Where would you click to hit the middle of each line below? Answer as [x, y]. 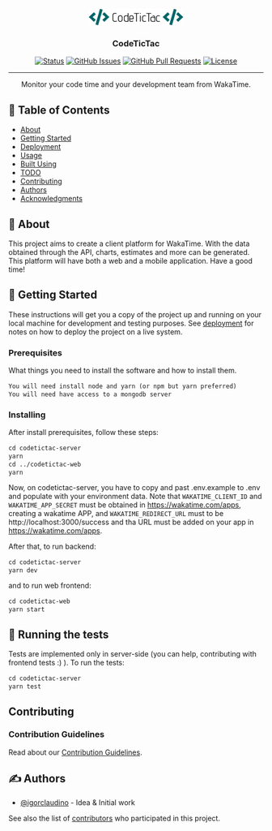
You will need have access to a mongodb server [90, 394]
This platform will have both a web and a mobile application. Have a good [131, 260]
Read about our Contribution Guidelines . [76, 752]
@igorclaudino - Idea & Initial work [77, 802]
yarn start [27, 609]
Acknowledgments [51, 199]
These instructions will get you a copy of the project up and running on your [135, 314]
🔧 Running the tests [59, 634]
